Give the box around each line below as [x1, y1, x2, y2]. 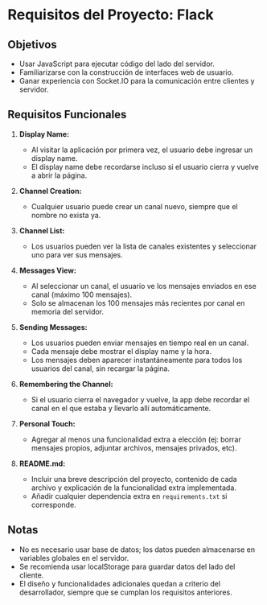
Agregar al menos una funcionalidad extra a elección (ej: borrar [31, 434, 242, 444]
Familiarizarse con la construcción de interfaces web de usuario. [18, 68, 234, 77]
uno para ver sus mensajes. [31, 249, 123, 259]
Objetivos [7, 38, 57, 51]
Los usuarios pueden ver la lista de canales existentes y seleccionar [31, 241, 257, 251]
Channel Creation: [18, 186, 82, 195]
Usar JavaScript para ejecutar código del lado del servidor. [18, 59, 215, 68]
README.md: [18, 459, 66, 468]
